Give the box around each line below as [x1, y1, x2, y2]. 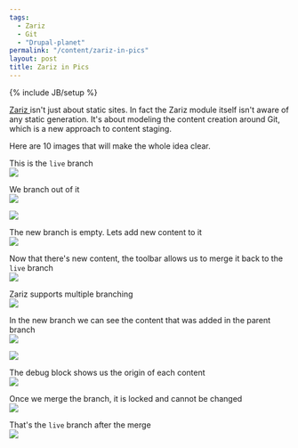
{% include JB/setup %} [9, 86, 98, 98]
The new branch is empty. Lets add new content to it [9, 226, 203, 237]
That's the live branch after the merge [9, 419, 151, 430]
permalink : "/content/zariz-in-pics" [9, 46, 149, 55]
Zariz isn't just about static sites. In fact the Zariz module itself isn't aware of [9, 104, 289, 115]
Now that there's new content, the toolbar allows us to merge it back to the [9, 253, 283, 264]
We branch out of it [9, 183, 80, 194]
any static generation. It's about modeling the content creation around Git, [9, 113, 280, 125]
